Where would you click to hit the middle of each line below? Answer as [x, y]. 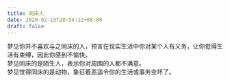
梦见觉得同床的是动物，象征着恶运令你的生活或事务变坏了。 [91, 72]
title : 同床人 [26, 13]
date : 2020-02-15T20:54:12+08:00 [55, 20]
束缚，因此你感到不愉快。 [55, 55]
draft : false [26, 26]
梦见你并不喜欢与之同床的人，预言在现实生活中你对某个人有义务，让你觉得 [112, 46]
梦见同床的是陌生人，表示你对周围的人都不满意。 [76, 64]
